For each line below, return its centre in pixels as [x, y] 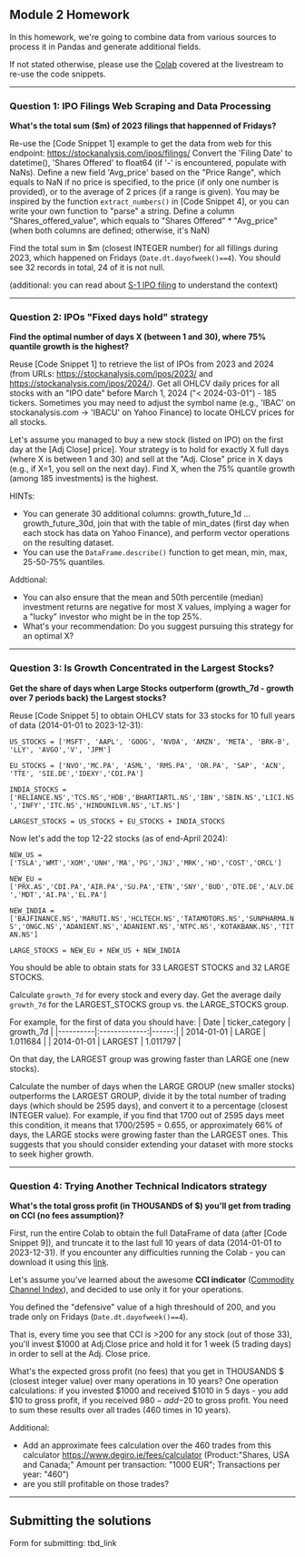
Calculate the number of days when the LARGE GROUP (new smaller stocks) [152, 1086]
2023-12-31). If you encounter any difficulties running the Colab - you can [148, 1252]
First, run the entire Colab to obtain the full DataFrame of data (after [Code [148, 1233]
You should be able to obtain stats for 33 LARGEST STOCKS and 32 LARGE [150, 967]
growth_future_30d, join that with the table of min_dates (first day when [156, 523]
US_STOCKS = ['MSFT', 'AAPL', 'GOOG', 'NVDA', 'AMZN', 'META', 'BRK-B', [150, 742]
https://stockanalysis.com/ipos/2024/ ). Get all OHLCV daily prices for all [144, 384]
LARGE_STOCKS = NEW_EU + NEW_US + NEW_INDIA [95, 950]
